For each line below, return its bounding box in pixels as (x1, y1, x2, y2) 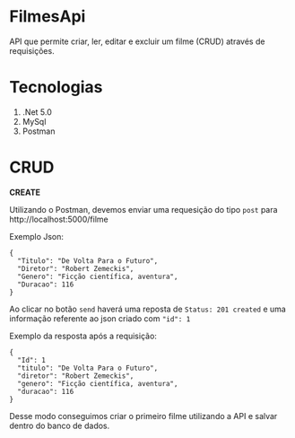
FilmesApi (9, 6, 86, 27)
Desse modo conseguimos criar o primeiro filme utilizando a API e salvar (9, 410, 278, 421)
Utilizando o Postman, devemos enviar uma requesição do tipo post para (9, 204, 278, 215)
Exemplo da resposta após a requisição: (9, 330, 157, 341)
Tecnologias (9, 77, 103, 98)
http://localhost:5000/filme (9, 214, 109, 224)
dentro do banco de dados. (9, 420, 110, 431)
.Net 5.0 (22, 106, 52, 118)
